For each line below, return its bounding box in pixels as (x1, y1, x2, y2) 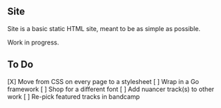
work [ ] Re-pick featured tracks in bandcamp (7, 92, 140, 101)
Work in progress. (7, 38, 59, 47)
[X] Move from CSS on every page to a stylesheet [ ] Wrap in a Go (7, 77, 200, 85)
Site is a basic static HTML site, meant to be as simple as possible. (7, 24, 201, 32)
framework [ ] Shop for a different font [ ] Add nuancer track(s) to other (7, 85, 215, 93)
